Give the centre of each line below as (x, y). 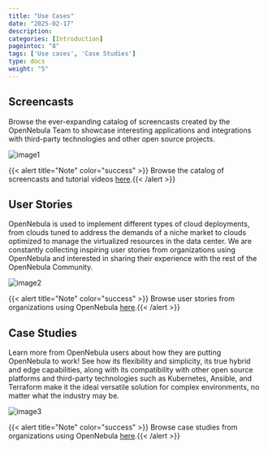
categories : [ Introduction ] (56, 39)
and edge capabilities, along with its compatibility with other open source (131, 370)
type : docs (27, 62)
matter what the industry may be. (64, 396)
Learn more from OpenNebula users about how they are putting (115, 353)
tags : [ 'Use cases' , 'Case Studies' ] (72, 54)
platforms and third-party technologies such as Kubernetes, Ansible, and (130, 378)
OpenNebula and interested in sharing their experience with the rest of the (133, 259)
